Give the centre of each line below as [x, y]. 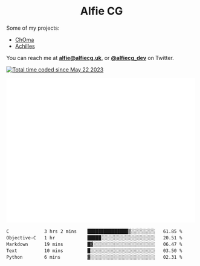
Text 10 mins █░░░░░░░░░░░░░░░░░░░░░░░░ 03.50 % [94, 251]
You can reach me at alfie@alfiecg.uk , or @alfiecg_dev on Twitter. [90, 58]
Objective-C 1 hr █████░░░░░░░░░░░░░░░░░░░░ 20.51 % [94, 238]
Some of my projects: [33, 28]
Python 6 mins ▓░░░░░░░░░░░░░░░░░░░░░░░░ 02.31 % [94, 257]
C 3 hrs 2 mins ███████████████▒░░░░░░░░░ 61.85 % [94, 231]
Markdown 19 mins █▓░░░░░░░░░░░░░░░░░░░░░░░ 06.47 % [94, 244]
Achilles [25, 46]
